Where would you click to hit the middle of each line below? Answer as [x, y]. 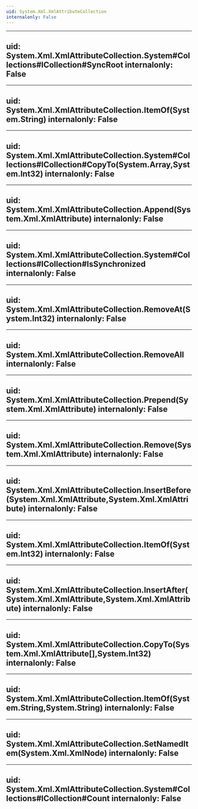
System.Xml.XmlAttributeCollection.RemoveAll [95, 354]
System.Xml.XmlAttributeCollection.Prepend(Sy [97, 400]
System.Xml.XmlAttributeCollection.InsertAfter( [97, 590]
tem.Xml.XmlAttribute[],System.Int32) [79, 654]
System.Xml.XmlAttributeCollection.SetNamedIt [97, 744]
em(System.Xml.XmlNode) [57, 753]
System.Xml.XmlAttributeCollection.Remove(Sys [99, 445]
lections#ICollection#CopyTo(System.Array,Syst [98, 165]
